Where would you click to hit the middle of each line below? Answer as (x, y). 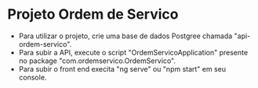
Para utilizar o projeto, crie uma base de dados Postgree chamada (125, 36)
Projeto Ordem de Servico (93, 14)
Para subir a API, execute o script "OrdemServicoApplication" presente (133, 52)
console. (33, 77)
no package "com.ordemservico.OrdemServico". (97, 61)
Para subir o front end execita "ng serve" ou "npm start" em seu (122, 69)
